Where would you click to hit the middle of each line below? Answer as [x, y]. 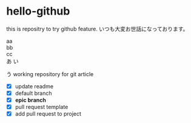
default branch [33, 93]
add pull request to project [48, 114]
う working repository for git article [50, 74]
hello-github [38, 11]
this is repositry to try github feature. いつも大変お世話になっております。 [97, 29]
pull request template [42, 107]
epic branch [31, 100]
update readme [34, 86]
